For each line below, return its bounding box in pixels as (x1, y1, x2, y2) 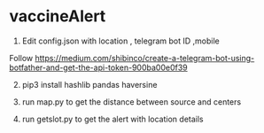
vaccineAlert (9, 6, 106, 27)
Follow (9, 52, 34, 63)
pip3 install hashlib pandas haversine (21, 79, 158, 90)
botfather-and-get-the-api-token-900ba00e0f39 (9, 62, 188, 73)
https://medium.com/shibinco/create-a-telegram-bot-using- (35, 52, 255, 63)
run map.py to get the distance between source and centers (21, 96, 242, 107)
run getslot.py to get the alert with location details (21, 113, 204, 124)
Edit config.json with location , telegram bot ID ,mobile (21, 35, 220, 46)
